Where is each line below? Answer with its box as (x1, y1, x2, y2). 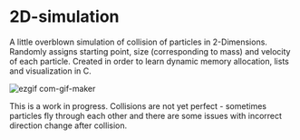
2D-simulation (9, 6, 120, 27)
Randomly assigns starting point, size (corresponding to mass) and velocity (9, 45, 291, 56)
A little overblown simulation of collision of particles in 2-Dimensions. (9, 36, 267, 47)
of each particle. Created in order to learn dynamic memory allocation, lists (9, 55, 290, 66)
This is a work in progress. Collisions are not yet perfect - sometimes (9, 100, 267, 111)
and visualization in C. (9, 65, 92, 76)
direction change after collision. (9, 120, 128, 131)
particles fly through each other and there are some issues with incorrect (9, 110, 283, 121)
